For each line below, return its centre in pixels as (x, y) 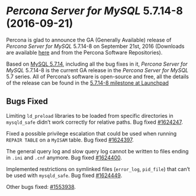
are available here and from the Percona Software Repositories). (84, 52)
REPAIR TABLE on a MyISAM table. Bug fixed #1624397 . (70, 140)
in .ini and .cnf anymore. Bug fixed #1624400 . (64, 158)
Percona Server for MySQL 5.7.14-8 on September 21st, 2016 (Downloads (95, 46)
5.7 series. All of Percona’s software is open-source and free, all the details (98, 76)
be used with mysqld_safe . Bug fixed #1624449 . (64, 175)
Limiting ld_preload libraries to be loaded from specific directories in (90, 115)
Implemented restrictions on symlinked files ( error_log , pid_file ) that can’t (98, 169)
